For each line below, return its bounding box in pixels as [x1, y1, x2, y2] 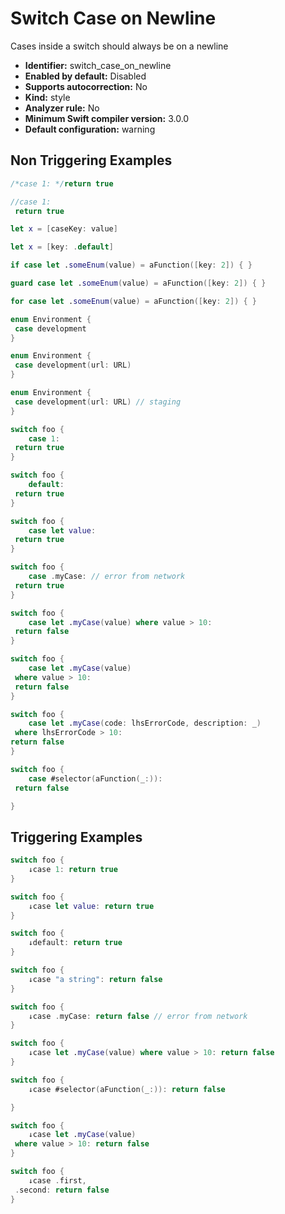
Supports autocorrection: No [24, 80, 148, 92]
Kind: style [24, 91, 71, 103]
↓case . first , [28, 1175, 87, 1186]
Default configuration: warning [24, 123, 156, 135]
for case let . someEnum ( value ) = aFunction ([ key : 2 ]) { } [10, 296, 257, 306]
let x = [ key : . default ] [10, 242, 114, 252]
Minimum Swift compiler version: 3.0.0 [24, 112, 190, 124]
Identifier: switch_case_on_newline [24, 59, 172, 71]
